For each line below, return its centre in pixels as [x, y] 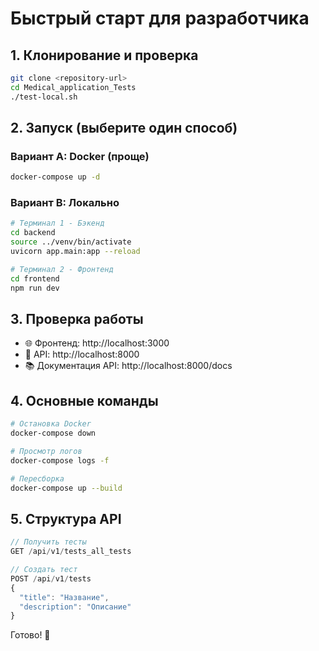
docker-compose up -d [55, 177]
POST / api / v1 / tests [51, 578]
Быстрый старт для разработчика [160, 18]
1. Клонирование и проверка [104, 55]
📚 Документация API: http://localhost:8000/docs [128, 366]
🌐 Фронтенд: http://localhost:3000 [97, 343]
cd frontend [35, 278]
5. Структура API [66, 518]
